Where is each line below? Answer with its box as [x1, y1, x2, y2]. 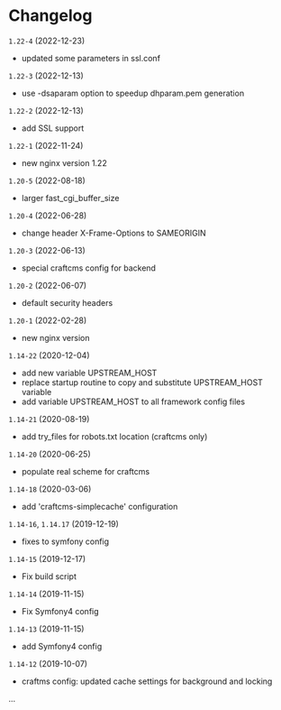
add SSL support [21, 123, 85, 134]
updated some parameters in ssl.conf [21, 52, 161, 63]
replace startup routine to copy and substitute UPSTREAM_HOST [21, 376, 263, 388]
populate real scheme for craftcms [21, 466, 150, 476]
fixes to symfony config [21, 536, 110, 547]
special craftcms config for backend [21, 263, 157, 273]
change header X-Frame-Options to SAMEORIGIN [21, 227, 206, 238]
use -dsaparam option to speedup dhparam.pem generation [21, 88, 245, 98]
